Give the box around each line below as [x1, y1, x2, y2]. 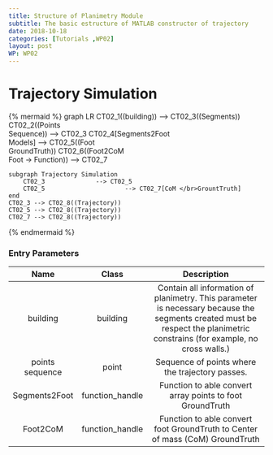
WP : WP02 [8, 50, 38, 58]
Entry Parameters [8, 247, 80, 258]
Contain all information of [157, 282, 254, 293]
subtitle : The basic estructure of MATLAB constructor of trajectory [8, 19, 249, 28]
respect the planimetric [161, 323, 250, 334]
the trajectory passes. [163, 366, 248, 378]
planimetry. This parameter [154, 292, 258, 304]
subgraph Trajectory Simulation [8, 170, 118, 179]
